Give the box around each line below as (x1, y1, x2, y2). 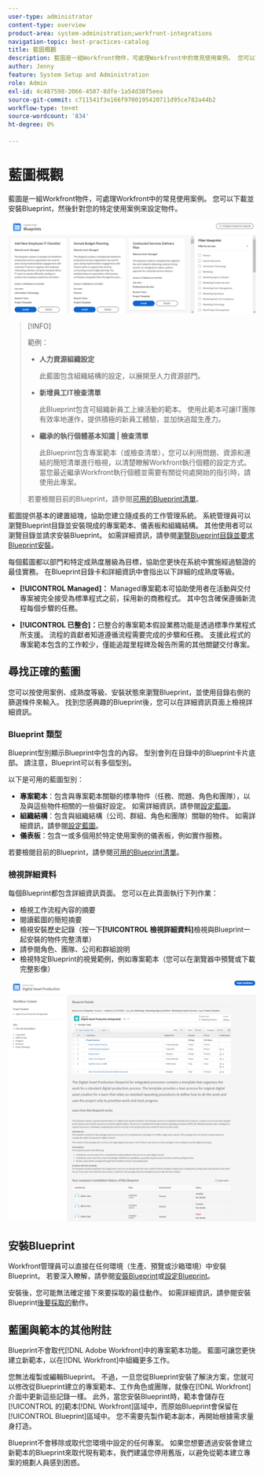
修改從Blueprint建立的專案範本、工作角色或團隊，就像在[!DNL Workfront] (14, 1382, 251, 1391)
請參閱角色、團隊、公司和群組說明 (19, 945, 130, 954)
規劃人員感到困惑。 (21, 1457, 84, 1468)
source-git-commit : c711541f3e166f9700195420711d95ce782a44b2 (8, 95, 216, 104)
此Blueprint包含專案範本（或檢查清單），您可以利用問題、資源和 (38, 447, 244, 457)
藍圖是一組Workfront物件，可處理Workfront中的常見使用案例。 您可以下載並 (8, 194, 255, 203)
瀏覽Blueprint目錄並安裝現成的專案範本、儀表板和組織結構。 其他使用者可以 (8, 520, 253, 530)
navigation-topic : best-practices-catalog (8, 38, 149, 46)
